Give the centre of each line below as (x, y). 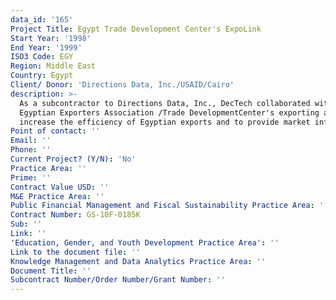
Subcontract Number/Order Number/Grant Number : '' (118, 280)
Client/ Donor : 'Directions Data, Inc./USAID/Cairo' (122, 85)
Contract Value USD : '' (60, 187)
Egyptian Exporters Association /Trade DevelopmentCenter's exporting (169, 112)
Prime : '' (31, 177)
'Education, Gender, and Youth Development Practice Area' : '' (145, 242)
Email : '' (31, 141)
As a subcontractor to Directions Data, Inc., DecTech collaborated (165, 103)
